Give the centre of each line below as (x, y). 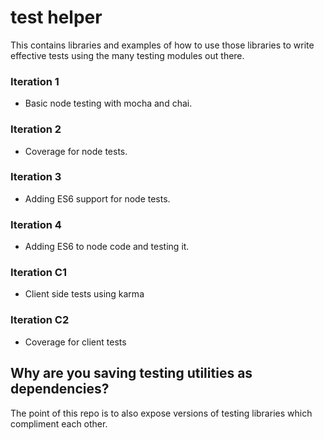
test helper (56, 17)
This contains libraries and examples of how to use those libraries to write (162, 45)
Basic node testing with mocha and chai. (108, 103)
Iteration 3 (36, 177)
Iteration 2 (36, 129)
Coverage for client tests (75, 342)
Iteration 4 (36, 224)
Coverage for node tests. (76, 151)
